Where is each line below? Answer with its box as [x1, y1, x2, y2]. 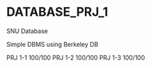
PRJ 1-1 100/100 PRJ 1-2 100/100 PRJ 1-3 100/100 [6, 53, 145, 62]
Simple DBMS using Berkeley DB [6, 40, 99, 48]
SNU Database [6, 27, 49, 35]
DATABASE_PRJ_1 [6, 4, 109, 20]
